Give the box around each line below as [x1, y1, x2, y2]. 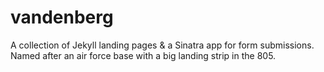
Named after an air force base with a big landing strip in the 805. [10, 49, 277, 61]
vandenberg [10, 6, 114, 29]
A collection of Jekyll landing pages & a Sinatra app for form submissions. [10, 39, 315, 51]
